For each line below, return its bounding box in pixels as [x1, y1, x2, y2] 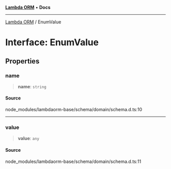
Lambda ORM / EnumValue [5, 19, 62, 25]
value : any [17, 136, 40, 142]
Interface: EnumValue [5, 37, 99, 48]
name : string [17, 83, 47, 89]
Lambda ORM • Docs [5, 5, 51, 10]
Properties [5, 57, 40, 65]
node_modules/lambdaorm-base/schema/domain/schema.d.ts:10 [5, 107, 142, 113]
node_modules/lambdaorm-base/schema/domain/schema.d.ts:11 [5, 158, 141, 164]
